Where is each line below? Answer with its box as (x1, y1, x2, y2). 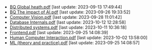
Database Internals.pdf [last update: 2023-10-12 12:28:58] (9, 19, 126, 25)
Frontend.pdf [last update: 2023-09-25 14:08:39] (9, 30, 108, 35)
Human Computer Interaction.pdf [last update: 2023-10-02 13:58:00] (9, 35, 148, 40)
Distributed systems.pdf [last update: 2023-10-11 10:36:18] (9, 25, 127, 30)
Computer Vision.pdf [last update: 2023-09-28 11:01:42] (9, 14, 122, 20)
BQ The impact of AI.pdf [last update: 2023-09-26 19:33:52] (9, 9, 131, 15)
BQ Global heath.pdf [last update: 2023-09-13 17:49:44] (9, 4, 122, 10)
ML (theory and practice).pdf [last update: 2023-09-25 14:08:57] (9, 40, 140, 45)
